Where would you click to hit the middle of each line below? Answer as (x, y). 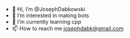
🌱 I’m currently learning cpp (47, 22)
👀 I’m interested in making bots (50, 15)
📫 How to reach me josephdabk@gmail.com (68, 28)
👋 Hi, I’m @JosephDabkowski (49, 9)
